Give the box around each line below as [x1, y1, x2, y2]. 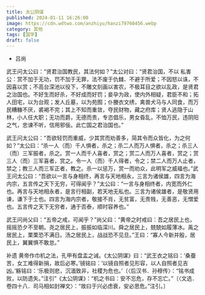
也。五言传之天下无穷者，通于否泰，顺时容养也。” [6, 203, 129, 210]
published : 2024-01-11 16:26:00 [6, 15, 88, 21]
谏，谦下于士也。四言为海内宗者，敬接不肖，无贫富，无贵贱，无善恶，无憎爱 [6, 195, 199, 202]
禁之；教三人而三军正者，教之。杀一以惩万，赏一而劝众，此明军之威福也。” [6, 165, 193, 172]
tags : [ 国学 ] [6, 32, 38, 38]
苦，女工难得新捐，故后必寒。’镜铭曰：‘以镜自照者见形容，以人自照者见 [6, 260, 183, 266]
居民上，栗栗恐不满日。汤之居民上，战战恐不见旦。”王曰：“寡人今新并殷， [6, 231, 190, 238]
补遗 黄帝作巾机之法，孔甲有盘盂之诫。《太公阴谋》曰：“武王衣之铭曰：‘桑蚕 [6, 252, 196, 259]
